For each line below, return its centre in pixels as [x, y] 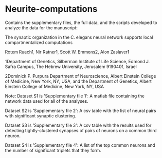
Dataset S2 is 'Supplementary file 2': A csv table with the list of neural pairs [81, 111]
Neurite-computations [51, 9]
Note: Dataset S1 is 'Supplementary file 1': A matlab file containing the [75, 96]
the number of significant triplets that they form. [53, 150]
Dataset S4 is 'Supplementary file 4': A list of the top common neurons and [80, 145]
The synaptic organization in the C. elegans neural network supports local [79, 37]
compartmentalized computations [39, 42]
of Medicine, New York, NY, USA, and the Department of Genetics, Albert [78, 81]
